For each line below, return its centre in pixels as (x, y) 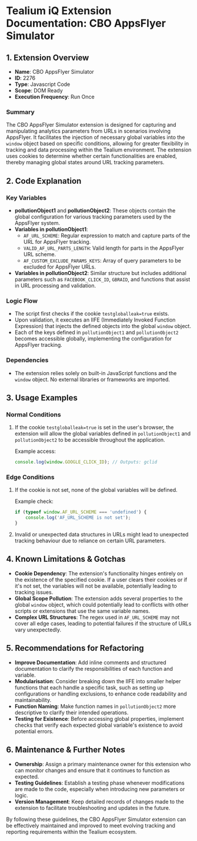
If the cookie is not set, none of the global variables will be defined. (96, 490)
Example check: (34, 501)
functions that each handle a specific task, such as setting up (89, 687)
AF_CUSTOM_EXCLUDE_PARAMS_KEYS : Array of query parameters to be (102, 260)
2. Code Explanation (44, 181)
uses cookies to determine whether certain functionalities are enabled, (92, 156)
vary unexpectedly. (38, 630)
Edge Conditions (30, 477)
